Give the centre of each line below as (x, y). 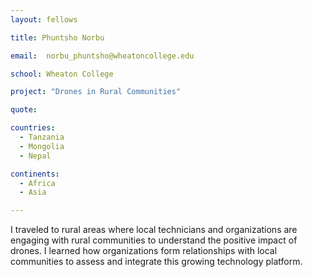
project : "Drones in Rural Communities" (96, 92)
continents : (35, 174)
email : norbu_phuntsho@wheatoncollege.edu (102, 56)
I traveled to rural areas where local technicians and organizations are (154, 230)
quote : (24, 110)
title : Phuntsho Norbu (57, 37)
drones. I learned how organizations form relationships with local (144, 251)
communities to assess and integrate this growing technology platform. (156, 262)
